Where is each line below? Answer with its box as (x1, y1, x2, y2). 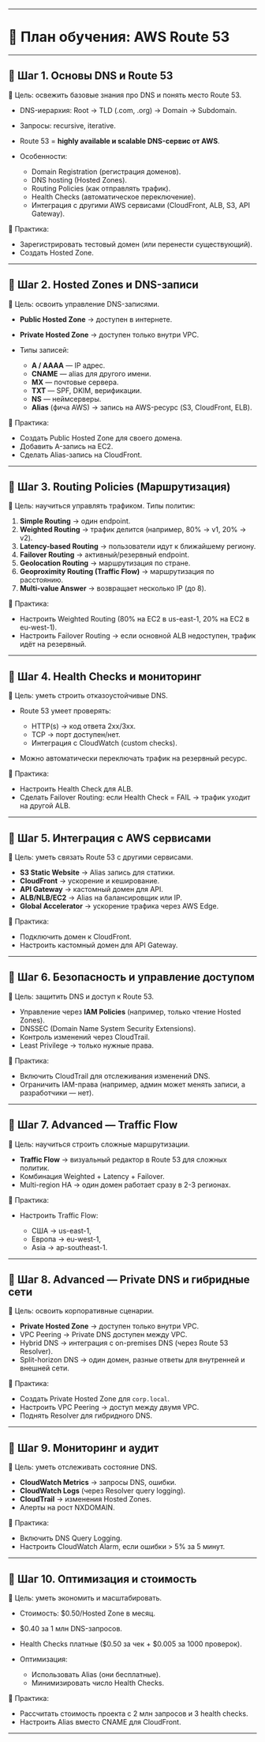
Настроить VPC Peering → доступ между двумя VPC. (19, 1403, 200, 1412)
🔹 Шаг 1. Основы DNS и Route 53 (8, 69, 174, 83)
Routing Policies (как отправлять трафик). (31, 183, 171, 193)
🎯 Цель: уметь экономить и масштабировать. (8, 1593, 162, 1603)
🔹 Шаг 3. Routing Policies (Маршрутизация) (8, 480, 231, 493)
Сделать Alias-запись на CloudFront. (19, 450, 143, 459)
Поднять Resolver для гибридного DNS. (19, 1411, 153, 1420)
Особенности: (19, 151, 68, 161)
